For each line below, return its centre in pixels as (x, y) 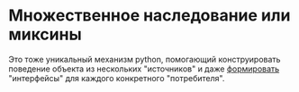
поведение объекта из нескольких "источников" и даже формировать (144, 69)
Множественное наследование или (149, 16)
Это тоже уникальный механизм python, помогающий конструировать (145, 59)
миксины (45, 34)
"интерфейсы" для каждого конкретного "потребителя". (117, 78)
